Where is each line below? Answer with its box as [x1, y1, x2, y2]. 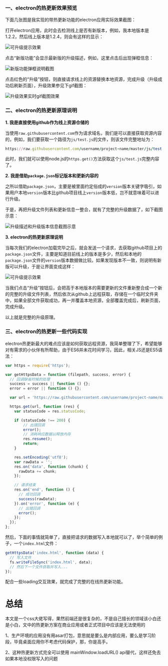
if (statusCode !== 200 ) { [14, 417, 70, 423]
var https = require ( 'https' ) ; [5, 363, 70, 368]
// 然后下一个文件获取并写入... [9, 564, 68, 569]
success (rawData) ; [18, 496, 57, 502]
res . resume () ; [23, 436, 52, 441]
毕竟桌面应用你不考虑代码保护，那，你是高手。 [13, 639, 110, 645]
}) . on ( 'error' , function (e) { [14, 501, 79, 506]
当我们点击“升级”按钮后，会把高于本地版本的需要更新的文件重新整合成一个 [5, 285, 158, 291]
